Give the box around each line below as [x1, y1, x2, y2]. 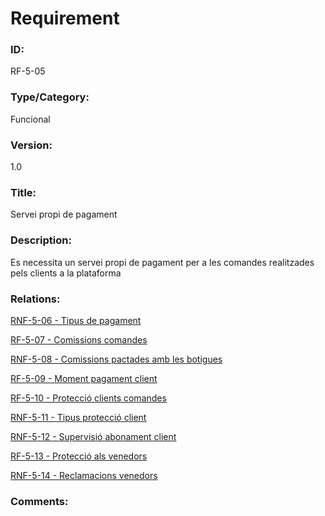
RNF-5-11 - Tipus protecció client [10, 411, 147, 423]
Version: [10, 138, 53, 152]
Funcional [10, 113, 51, 125]
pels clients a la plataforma [10, 267, 122, 279]
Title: [10, 186, 37, 199]
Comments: [10, 494, 69, 508]
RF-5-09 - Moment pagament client [10, 372, 158, 384]
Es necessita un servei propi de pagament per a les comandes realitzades [10, 256, 315, 268]
